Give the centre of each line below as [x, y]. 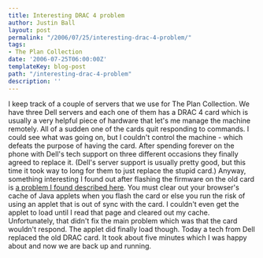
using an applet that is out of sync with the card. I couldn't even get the [124, 204]
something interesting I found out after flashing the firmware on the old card [131, 179]
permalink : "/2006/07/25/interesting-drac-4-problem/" [100, 37]
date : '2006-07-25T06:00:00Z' [58, 60]
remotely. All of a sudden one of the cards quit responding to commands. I [129, 129]
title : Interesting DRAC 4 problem [67, 15]
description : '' [35, 81]
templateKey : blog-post [47, 67]
